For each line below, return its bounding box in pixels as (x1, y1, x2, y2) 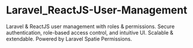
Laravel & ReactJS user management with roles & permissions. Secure (6, 23, 175, 30)
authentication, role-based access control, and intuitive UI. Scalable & (6, 29, 174, 36)
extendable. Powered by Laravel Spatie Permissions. (6, 35, 132, 42)
